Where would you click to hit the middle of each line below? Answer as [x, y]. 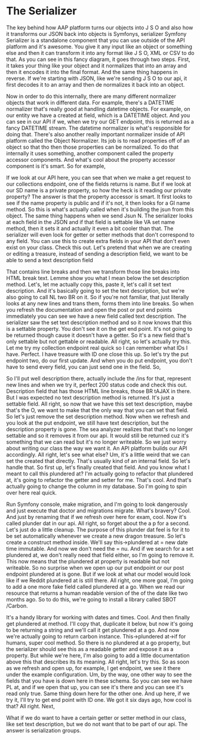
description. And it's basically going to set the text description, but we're [96, 290]
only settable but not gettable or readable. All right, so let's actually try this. [99, 341]
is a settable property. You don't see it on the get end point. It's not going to [99, 328]
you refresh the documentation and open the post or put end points [89, 309]
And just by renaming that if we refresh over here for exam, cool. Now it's [96, 517]
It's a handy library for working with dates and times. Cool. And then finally [98, 617]
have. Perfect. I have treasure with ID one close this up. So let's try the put [98, 354]
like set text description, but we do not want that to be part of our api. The [97, 724]
